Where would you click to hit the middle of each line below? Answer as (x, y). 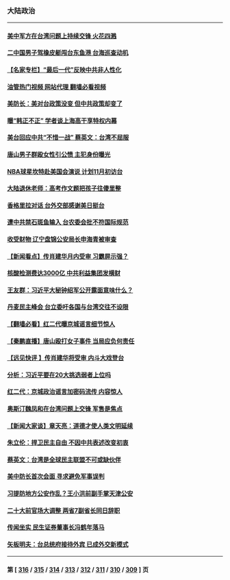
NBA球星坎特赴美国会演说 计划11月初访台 (65, 171)
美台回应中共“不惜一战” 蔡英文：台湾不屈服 (68, 138)
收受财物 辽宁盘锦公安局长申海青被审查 (62, 239)
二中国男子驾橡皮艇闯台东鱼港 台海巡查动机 (68, 53)
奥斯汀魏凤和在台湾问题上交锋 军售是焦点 (65, 408)
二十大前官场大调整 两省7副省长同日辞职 (64, 510)
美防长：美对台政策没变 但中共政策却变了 (65, 103)
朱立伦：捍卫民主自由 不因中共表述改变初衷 (68, 442)
